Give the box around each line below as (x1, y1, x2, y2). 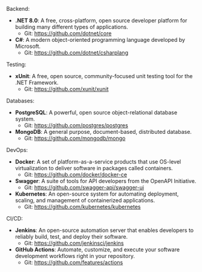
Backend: (6, 5, 30, 12)
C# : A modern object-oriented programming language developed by (15, 36, 186, 43)
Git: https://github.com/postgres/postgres (24, 122, 128, 129)
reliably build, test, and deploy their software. (15, 233, 128, 240)
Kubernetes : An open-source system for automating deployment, (15, 190, 179, 197)
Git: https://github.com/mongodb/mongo (24, 134, 126, 142)
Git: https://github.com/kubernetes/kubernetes (24, 203, 141, 210)
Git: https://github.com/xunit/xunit (24, 85, 109, 93)
